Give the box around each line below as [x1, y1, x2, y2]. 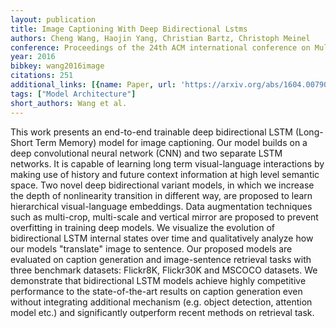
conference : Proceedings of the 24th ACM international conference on [10, 42, 311, 53]
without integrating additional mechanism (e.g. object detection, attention [10, 296, 313, 308]
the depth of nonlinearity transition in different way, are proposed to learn [10, 189, 313, 201]
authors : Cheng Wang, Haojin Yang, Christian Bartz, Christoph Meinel [10, 33, 311, 43]
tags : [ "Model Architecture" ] [10, 89, 137, 99]
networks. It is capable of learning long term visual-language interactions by [10, 157, 325, 170]
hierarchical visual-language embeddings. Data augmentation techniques [10, 200, 313, 212]
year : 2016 [10, 52, 56, 62]
